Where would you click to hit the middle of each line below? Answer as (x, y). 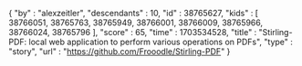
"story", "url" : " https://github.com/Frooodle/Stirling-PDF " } (120, 52)
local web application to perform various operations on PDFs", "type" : (161, 42)
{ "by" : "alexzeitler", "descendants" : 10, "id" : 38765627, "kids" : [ (134, 13)
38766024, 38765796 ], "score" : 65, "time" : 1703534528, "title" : (133, 32)
